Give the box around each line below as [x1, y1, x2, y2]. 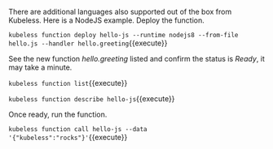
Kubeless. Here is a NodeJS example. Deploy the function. [8, 15, 205, 25]
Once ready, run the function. [8, 109, 108, 119]
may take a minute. [8, 62, 73, 72]
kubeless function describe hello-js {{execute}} [8, 94, 175, 104]
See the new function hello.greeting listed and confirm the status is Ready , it [8, 54, 265, 63]
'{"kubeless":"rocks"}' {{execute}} [8, 133, 128, 142]
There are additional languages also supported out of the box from [8, 7, 232, 16]
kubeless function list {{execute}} [8, 79, 128, 87]
